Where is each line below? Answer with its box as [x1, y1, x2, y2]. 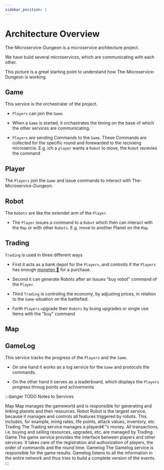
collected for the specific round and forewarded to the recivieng [12, 140, 142, 146]
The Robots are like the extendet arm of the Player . [5, 210, 108, 216]
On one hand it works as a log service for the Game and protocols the [12, 364, 150, 370]
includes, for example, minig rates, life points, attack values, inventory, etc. [5, 419, 156, 424]
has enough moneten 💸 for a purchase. [12, 267, 91, 272]
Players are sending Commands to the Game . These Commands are [12, 135, 147, 141]
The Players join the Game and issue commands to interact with [5, 177, 131, 184]
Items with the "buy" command [12, 311, 75, 317]
